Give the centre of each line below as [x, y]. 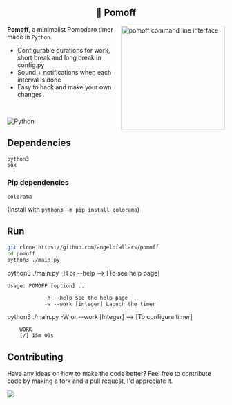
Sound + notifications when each [64, 72]
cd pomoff [21, 253]
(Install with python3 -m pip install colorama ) [74, 209]
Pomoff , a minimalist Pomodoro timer [60, 29]
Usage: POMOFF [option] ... [48, 286]
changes [30, 94]
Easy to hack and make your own [64, 87]
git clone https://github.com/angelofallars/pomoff [83, 247]
